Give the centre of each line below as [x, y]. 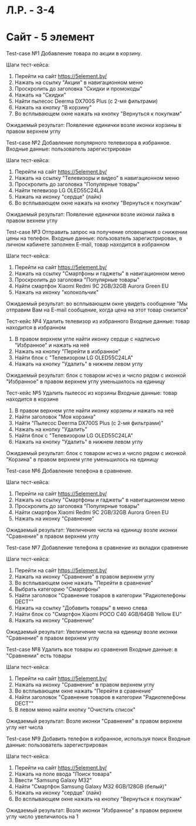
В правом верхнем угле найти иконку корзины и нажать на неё [94, 411]
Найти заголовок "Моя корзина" [55, 417]
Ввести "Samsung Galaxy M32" [53, 780]
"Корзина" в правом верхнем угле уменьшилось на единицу [82, 460]
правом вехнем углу [32, 220]
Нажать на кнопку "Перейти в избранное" [67, 352]
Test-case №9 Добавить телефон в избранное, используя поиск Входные [98, 739]
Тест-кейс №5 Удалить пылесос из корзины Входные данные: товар [92, 393]
